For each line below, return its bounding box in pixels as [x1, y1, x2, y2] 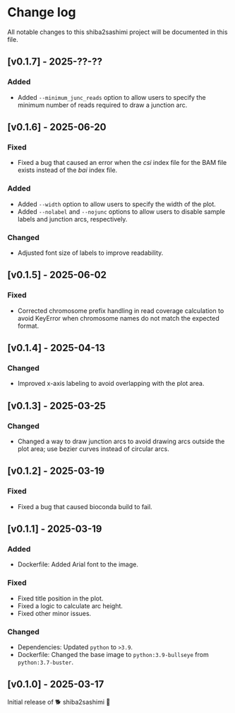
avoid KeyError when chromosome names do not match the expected [17, 314, 220, 322]
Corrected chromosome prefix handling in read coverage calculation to [17, 306, 224, 315]
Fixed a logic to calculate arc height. [17, 601, 123, 610]
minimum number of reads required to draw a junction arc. [17, 101, 188, 109]
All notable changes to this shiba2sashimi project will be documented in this [7, 28, 228, 36]
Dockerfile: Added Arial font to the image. [17, 560, 139, 569]
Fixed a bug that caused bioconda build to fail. [17, 502, 153, 510]
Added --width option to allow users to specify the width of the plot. [17, 200, 217, 208]
